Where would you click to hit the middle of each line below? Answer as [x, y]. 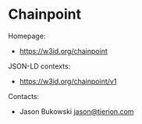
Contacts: [24, 96]
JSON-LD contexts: [39, 66]
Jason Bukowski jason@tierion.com [76, 112]
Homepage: [27, 36]
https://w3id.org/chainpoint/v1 [68, 81]
